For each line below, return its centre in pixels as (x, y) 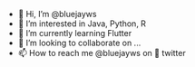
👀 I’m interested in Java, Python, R (82, 24)
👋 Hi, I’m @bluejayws (57, 14)
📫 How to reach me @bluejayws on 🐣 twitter (102, 53)
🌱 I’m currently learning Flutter (75, 33)
